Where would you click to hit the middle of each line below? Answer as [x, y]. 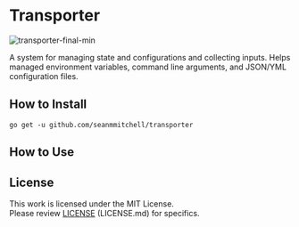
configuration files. [44, 76]
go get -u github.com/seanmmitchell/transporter [101, 125]
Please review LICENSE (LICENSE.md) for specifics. [104, 213]
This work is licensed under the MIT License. [91, 203]
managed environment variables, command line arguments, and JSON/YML [148, 67]
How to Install [48, 105]
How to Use [42, 152]
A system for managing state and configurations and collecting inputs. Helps [150, 57]
